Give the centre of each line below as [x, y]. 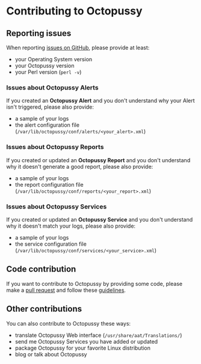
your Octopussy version [45, 65]
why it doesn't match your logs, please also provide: [71, 226]
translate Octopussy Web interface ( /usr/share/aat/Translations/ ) [98, 335]
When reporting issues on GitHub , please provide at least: [78, 47]
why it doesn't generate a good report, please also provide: [80, 166]
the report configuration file [49, 184]
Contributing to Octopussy [74, 11]
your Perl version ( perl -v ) [48, 72]
